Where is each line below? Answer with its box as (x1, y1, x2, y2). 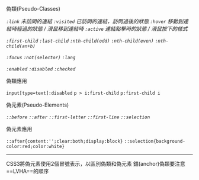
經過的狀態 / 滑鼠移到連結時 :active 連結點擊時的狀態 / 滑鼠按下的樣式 (16, 25, 188, 32)
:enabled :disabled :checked (6, 66, 76, 72)
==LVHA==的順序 (6, 168, 49, 175)
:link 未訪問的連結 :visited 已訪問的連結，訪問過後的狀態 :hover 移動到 (6, 18, 184, 25)
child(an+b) (6, 43, 36, 49)
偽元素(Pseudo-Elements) (6, 101, 69, 108)
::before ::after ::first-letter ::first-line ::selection (6, 114, 150, 120)
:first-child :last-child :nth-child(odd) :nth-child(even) (6, 38, 154, 44)
